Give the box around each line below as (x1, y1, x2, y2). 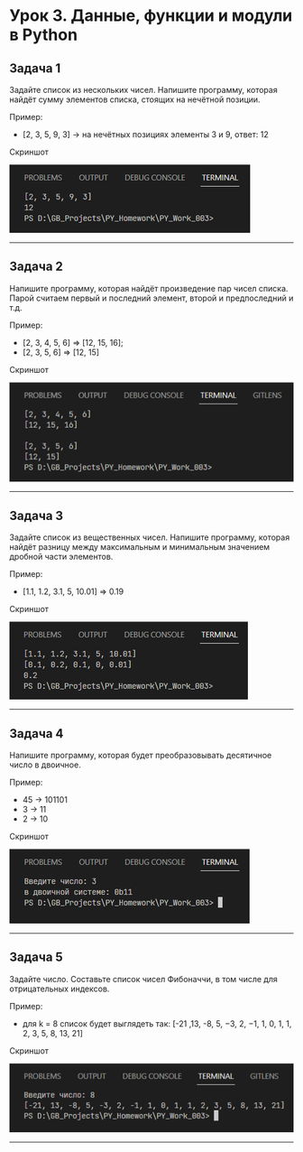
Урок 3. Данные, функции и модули (9, 5, 293, 26)
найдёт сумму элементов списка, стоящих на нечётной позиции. (9, 94, 261, 105)
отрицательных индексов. (9, 983, 110, 994)
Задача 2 (9, 259, 63, 274)
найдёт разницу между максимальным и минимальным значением (9, 542, 271, 553)
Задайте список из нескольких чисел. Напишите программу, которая (9, 85, 278, 95)
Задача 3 (9, 507, 64, 524)
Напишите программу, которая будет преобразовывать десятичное (9, 750, 272, 761)
